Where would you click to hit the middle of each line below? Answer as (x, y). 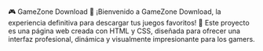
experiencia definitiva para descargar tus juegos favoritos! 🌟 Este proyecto (129, 23)
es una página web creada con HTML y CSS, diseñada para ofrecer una (124, 31)
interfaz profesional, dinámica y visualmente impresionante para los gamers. (131, 39)
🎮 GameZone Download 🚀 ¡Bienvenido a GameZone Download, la (115, 12)
